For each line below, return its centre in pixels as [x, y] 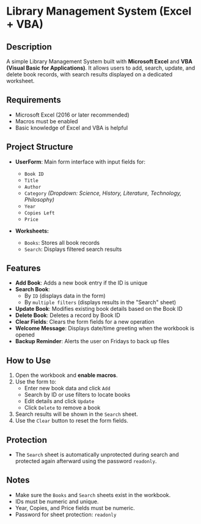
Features [24, 268]
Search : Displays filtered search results [73, 249]
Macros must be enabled [46, 121]
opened [25, 335]
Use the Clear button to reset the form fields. [71, 421]
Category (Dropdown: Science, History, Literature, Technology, [103, 193]
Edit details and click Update [59, 401]
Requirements [34, 100]
